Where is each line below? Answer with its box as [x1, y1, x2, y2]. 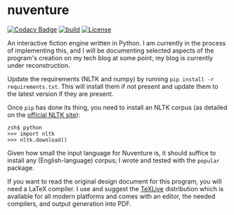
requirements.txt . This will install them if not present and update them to [7, 82, 219, 90]
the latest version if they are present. [7, 90, 114, 98]
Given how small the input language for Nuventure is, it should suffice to [7, 148, 216, 157]
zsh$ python [7, 124, 42, 131]
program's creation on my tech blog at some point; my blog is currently [7, 53, 213, 62]
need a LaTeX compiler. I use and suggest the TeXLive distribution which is [7, 184, 223, 193]
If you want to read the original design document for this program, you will [7, 177, 222, 186]
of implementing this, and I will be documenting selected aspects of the [7, 46, 214, 55]
